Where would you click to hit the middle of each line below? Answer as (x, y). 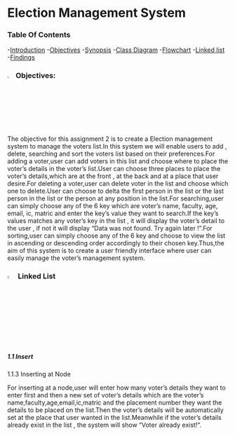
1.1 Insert (20, 357)
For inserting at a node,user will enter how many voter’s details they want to (116, 388)
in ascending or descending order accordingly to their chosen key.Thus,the (116, 243)
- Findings (21, 57)
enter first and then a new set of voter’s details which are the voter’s (106, 395)
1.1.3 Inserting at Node (39, 374)
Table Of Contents (39, 35)
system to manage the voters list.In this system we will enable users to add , (117, 146)
